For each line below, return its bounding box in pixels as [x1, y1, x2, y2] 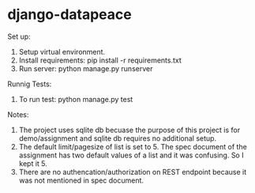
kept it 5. [18, 158, 48, 168]
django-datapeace [7, 6, 132, 24]
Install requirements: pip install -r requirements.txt [18, 55, 182, 65]
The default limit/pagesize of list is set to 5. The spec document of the [18, 142, 248, 151]
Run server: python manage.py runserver [18, 63, 153, 73]
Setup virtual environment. [18, 47, 106, 56]
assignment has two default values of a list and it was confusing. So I [18, 150, 244, 160]
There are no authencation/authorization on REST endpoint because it [18, 167, 247, 176]
